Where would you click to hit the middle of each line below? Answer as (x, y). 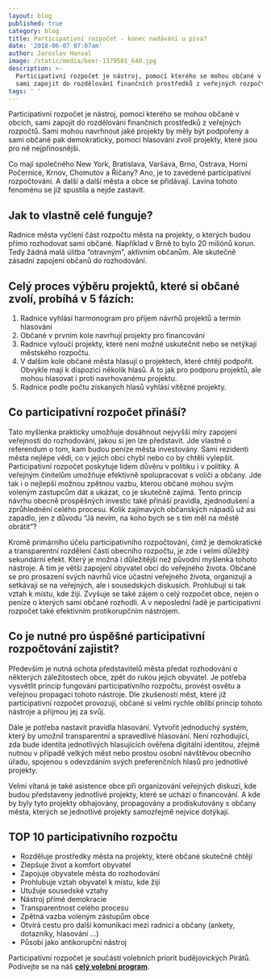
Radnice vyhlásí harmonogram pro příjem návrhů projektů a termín (130, 318)
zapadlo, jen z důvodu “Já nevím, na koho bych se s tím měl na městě (124, 518)
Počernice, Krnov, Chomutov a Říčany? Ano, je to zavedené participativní (130, 173)
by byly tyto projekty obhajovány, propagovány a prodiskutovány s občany (132, 803)
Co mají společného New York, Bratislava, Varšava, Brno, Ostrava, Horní (128, 164)
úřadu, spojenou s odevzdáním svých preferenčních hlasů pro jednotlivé (128, 761)
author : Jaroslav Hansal (50, 53)
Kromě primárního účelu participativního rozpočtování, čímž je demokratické (135, 542)
